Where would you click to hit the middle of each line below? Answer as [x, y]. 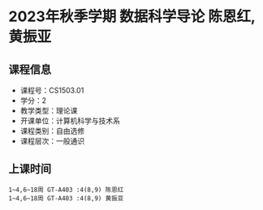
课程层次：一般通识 [52, 141]
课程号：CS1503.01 [52, 90]
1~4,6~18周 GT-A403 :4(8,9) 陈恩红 [66, 190]
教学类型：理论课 [49, 111]
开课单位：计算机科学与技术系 [70, 121]
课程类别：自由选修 [52, 131]
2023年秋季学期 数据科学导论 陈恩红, [132, 17]
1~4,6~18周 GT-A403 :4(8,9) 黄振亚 [66, 198]
